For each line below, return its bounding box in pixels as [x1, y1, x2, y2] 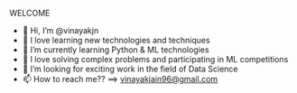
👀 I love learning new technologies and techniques [22, 35, 210, 45]
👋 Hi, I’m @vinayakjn [22, 25, 99, 35]
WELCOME [9, 8, 51, 18]
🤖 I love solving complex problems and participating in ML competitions [22, 54, 289, 64]
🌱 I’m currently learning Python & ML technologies [22, 44, 209, 55]
